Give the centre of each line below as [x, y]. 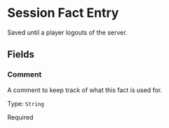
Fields [21, 55]
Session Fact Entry [63, 13]
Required [20, 117]
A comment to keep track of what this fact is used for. [85, 90]
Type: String [26, 103]
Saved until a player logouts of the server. [67, 32]
